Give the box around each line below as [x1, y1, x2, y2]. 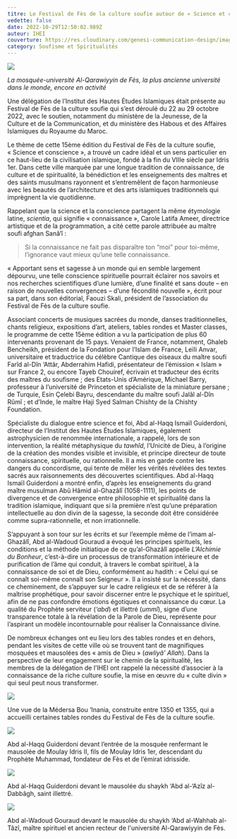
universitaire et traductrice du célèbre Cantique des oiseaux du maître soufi [7, 353, 227, 361]
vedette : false [7, 17, 52, 24]
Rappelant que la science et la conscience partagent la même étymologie [7, 207, 221, 215]
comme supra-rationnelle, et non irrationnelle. [7, 517, 141, 524]
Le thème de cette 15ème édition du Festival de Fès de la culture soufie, [7, 140, 217, 149]
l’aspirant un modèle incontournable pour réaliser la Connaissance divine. [7, 620, 221, 628]
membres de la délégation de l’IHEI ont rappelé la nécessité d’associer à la [7, 664, 224, 672]
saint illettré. [37, 790, 73, 797]
